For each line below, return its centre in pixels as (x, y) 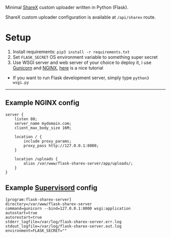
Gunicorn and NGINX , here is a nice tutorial (58, 67)
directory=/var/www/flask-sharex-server (49, 204)
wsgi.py (21, 82)
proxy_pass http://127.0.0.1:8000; (61, 146)
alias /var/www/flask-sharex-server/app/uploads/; (78, 163)
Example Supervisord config (51, 188)
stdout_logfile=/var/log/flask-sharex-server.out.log (64, 226)
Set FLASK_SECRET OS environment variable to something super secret (85, 57)
